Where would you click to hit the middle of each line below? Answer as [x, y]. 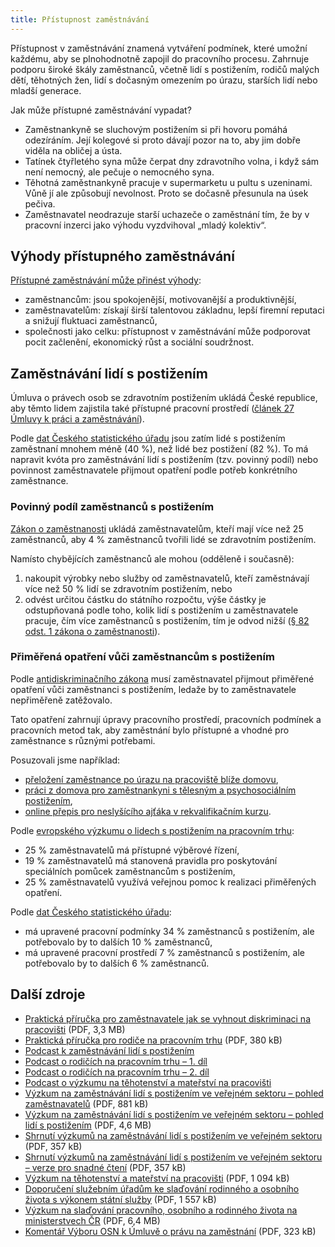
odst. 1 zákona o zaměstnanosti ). [92, 631]
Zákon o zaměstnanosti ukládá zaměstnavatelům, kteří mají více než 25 [157, 528]
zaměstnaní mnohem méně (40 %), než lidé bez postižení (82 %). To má [159, 449]
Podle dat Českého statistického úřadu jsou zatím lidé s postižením [148, 438]
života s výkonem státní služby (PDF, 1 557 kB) [120, 1199]
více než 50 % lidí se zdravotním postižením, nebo [128, 588]
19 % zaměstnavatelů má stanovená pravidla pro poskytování [151, 860]
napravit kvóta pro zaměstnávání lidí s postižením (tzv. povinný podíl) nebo [164, 460]
